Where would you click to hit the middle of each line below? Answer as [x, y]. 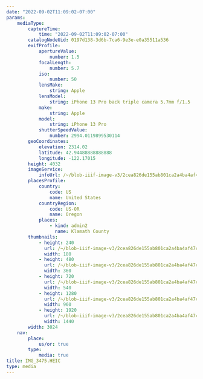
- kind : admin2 [68, 226]
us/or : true [53, 344]
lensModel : [52, 96]
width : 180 [58, 254]
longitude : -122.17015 [67, 158]
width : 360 [58, 271]
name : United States [75, 197]
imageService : [46, 170]
